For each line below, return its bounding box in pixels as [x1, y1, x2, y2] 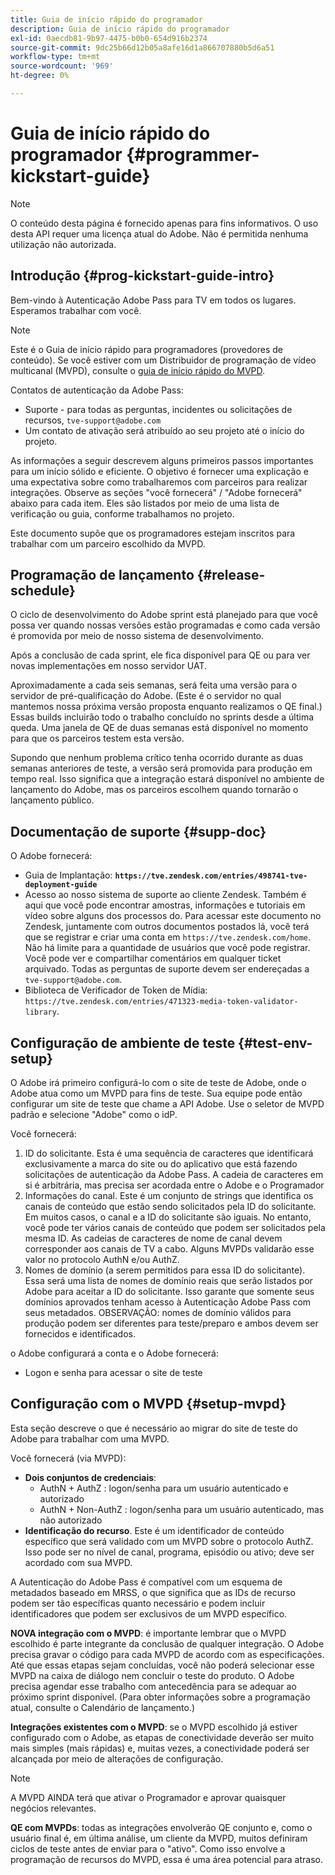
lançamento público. [10, 794, 95, 806]
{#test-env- [238, 1034, 313, 1051]
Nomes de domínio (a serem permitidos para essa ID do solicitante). [24, 1264, 306, 1276]
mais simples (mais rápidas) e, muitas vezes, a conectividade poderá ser [10, 1742, 310, 1754]
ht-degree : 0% [10, 71, 70, 81]
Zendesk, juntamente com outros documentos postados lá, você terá [24, 921, 310, 933]
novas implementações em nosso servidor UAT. [10, 660, 208, 672]
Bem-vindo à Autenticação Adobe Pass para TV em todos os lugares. [10, 294, 297, 306]
